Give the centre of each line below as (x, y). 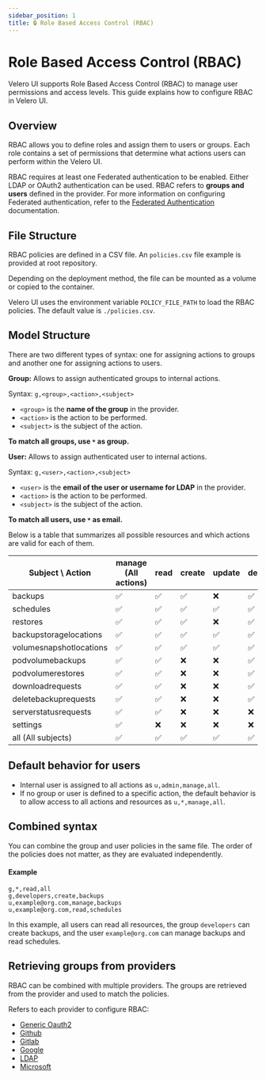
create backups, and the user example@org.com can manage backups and (127, 932)
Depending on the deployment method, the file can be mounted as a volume (133, 279)
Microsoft (35, 1066)
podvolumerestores (48, 673)
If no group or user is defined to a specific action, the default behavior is (137, 793)
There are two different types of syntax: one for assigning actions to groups (132, 354)
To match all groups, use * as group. (69, 441)
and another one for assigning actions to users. (85, 363)
